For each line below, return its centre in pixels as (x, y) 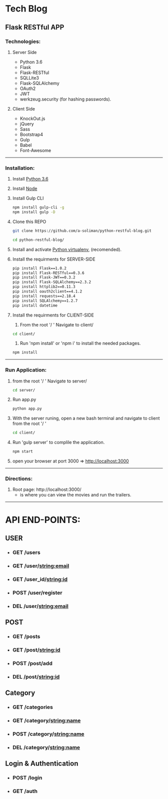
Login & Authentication (42, 764)
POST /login (27, 778)
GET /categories (33, 707)
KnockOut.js (32, 118)
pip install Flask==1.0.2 (39, 268)
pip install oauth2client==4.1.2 (47, 291)
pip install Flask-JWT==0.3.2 (44, 277)
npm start (23, 451)
